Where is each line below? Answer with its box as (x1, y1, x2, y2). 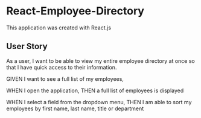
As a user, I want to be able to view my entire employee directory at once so (6, 57, 195, 64)
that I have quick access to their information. (6, 63, 117, 71)
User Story (6, 41, 48, 52)
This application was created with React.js (6, 24, 112, 31)
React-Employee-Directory (6, 4, 145, 18)
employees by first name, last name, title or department (6, 105, 144, 112)
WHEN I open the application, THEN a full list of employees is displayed (6, 87, 184, 94)
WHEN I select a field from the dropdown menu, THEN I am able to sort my (6, 98, 192, 105)
